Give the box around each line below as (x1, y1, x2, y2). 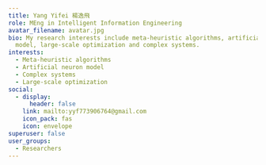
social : (8, 85, 34, 94)
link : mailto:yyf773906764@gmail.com (22, 108, 147, 116)
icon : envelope (22, 122, 73, 130)
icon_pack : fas (22, 115, 73, 123)
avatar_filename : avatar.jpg (8, 26, 104, 34)
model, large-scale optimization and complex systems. (15, 41, 200, 49)
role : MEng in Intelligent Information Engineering (8, 19, 182, 27)
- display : (15, 93, 51, 101)
